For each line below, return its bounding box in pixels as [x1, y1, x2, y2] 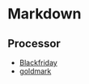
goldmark [19, 66, 52, 76]
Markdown [7, 5, 82, 23]
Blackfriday [19, 58, 57, 67]
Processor [7, 37, 61, 50]
